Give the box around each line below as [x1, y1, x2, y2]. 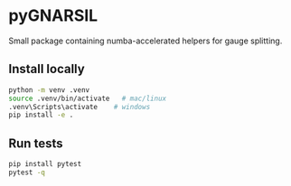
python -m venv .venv [8, 85, 90, 95]
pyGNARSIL [8, 5, 99, 26]
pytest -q [8, 168, 46, 177]
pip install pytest [8, 160, 82, 169]
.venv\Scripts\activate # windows [8, 102, 151, 111]
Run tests [8, 135, 63, 151]
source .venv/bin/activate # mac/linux [8, 94, 167, 103]
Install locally [8, 61, 85, 77]
